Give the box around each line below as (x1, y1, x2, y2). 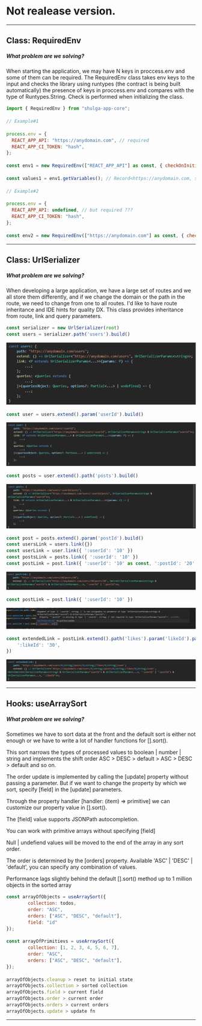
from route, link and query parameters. (6, 312, 102, 320)
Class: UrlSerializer (6, 255, 80, 266)
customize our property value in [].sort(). (6, 804, 107, 811)
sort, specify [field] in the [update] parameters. (6, 786, 123, 793)
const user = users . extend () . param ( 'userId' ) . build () (6, 411, 144, 417)
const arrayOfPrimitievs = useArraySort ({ (6, 938, 114, 945)
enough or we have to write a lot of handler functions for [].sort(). (6, 737, 168, 744)
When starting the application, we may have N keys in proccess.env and (6, 67, 185, 75)
